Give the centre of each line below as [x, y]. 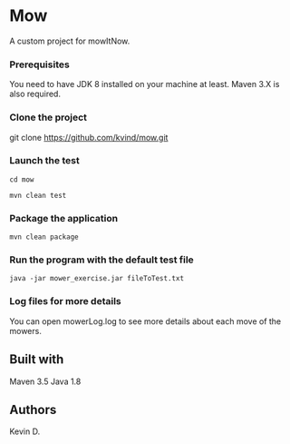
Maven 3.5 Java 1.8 [45, 381]
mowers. [26, 331]
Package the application [64, 218]
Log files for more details [66, 301]
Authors [33, 409]
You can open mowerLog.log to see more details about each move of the [145, 321]
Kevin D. [25, 431]
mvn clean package [44, 237]
